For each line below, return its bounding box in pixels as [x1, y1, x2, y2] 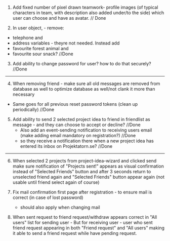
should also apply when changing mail [20, 205, 100, 210]
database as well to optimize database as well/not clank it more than [12, 86, 155, 92]
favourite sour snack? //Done [12, 51, 73, 57]
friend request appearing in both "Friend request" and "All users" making [12, 225, 165, 231]
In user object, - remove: [12, 25, 64, 31]
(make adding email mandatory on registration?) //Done [20, 133, 136, 138]
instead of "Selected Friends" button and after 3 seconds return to [12, 169, 151, 174]
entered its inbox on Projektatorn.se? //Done [20, 143, 113, 149]
